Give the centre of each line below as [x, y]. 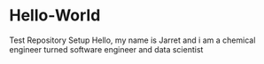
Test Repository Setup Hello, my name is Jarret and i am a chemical [132, 40]
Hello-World [55, 16]
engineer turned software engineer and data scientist [106, 49]
